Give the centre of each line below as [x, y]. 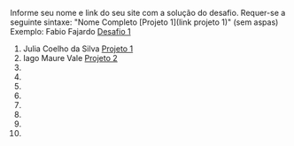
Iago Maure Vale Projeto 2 [70, 58]
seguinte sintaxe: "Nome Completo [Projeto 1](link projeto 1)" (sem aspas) [144, 22]
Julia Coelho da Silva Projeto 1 [78, 49]
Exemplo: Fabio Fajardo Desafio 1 [70, 31]
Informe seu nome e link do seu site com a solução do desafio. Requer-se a [148, 13]
